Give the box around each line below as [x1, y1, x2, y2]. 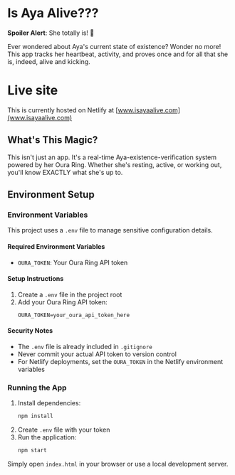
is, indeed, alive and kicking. [7, 57, 90, 65]
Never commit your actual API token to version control [17, 350, 177, 358]
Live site [7, 82, 58, 99]
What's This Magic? [7, 134, 98, 146]
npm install [17, 412, 53, 420]
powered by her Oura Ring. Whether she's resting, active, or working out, [7, 160, 222, 169]
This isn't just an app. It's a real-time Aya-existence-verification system [7, 153, 217, 161]
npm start [17, 447, 48, 454]
